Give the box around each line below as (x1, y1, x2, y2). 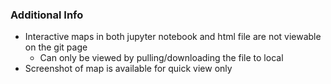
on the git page (24, 41, 88, 53)
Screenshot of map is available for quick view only (24, 63, 233, 75)
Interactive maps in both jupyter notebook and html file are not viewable (24, 31, 322, 43)
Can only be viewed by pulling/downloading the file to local (39, 52, 284, 64)
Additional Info (10, 8, 84, 22)
